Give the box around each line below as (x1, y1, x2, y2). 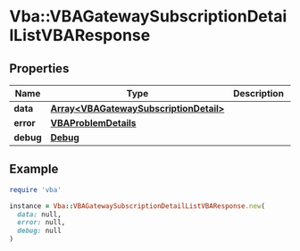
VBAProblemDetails (50, 117, 137, 129)
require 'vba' (9, 185, 62, 194)
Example (9, 162, 59, 177)
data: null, (17, 210, 62, 219)
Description (233, 88, 284, 99)
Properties (9, 61, 70, 76)
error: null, (17, 218, 66, 227)
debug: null (17, 226, 62, 236)
